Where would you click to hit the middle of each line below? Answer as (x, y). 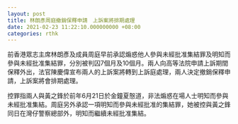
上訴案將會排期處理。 (51, 81)
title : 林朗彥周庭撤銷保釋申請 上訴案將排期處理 (71, 20)
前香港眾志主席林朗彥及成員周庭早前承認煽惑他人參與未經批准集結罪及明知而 (119, 54)
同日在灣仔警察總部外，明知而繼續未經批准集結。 (79, 113)
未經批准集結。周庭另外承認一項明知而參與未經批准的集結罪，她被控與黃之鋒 (119, 105)
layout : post (27, 14)
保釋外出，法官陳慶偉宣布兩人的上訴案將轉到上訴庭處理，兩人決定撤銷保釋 (116, 72)
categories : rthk (33, 33)
